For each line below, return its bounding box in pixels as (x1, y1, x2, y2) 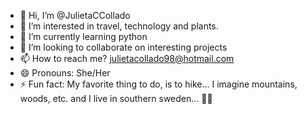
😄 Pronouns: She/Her (19, 67, 111, 79)
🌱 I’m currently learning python (19, 31, 148, 42)
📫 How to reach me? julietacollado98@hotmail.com (19, 53, 235, 64)
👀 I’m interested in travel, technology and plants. (19, 20, 219, 32)
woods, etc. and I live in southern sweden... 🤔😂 (19, 93, 213, 104)
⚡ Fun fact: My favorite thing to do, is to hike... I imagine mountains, (19, 78, 298, 90)
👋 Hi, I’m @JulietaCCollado (19, 10, 131, 21)
